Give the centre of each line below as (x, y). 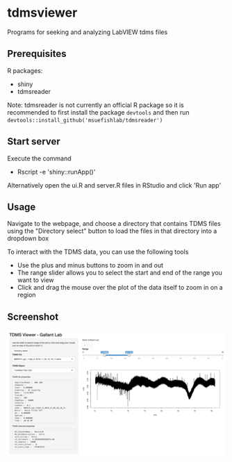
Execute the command (39, 158)
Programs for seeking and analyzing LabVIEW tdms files (88, 32)
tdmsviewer (42, 13)
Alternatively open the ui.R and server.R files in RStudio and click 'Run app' (114, 185)
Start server (34, 141)
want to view (35, 280)
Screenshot (33, 316)
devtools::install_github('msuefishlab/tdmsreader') (85, 120)
